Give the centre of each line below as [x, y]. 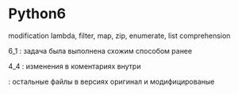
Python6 [37, 14]
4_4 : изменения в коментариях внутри [75, 66]
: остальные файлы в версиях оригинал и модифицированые [111, 81]
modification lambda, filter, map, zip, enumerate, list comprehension [119, 36]
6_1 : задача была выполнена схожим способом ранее [100, 51]
